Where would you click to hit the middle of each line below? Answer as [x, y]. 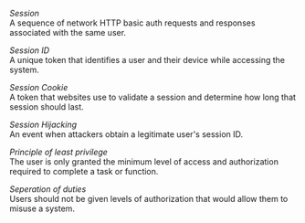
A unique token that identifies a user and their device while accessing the [147, 60]
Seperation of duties [48, 189]
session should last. [47, 107]
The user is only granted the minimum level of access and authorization [144, 162]
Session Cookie [39, 87]
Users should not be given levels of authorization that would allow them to [149, 199]
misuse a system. [42, 208]
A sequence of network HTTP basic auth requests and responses [132, 23]
